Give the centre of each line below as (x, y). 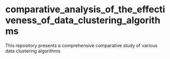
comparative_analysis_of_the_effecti (85, 9)
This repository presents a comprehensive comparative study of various (81, 45)
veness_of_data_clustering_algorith (83, 20)
